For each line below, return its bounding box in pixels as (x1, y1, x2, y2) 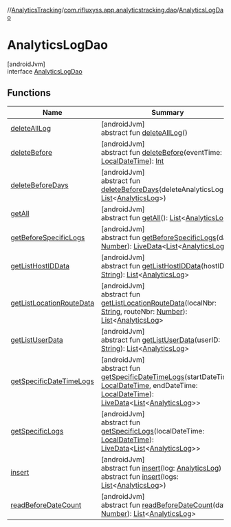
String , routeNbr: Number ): (100, 306, 188, 316)
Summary (151, 107, 184, 117)
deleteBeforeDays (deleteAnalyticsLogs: (100, 184, 229, 194)
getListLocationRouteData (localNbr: (100, 298, 217, 308)
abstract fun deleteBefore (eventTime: (100, 147, 222, 157)
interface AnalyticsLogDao (7, 67, 82, 75)
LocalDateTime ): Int (100, 156, 164, 166)
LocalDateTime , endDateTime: (100, 380, 198, 390)
